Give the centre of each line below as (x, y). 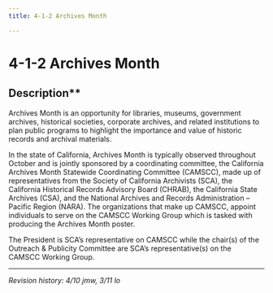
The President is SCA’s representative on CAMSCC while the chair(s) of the (134, 239)
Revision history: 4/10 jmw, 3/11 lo (64, 280)
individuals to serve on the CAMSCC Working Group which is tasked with (131, 215)
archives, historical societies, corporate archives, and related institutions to (134, 121)
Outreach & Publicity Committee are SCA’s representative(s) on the (120, 248)
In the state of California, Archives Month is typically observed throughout (132, 155)
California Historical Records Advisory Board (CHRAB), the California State (133, 189)
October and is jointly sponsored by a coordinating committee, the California (136, 163)
